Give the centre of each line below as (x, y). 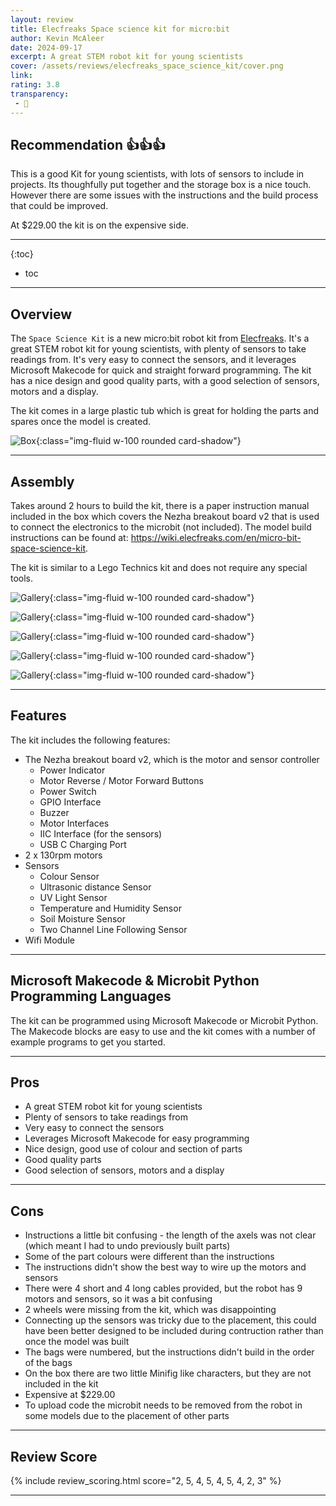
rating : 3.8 (35, 85)
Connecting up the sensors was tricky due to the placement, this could (170, 1320)
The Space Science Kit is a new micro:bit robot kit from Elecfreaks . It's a (160, 338)
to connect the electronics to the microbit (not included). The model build (161, 527)
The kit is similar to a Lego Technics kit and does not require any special (159, 567)
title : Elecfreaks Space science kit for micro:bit (120, 29)
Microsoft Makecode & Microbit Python (135, 981)
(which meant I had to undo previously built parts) (127, 1246)
